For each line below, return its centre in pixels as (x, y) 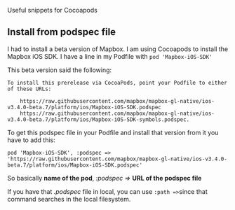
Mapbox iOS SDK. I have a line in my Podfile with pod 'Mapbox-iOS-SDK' (110, 56)
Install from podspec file (62, 32)
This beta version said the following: (60, 70)
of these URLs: (29, 89)
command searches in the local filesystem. (69, 199)
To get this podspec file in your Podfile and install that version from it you (113, 132)
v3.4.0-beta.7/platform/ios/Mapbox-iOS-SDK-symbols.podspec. (99, 119)
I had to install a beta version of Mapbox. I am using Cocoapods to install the (118, 49)
